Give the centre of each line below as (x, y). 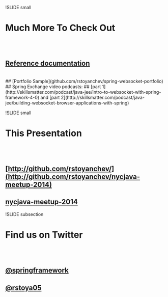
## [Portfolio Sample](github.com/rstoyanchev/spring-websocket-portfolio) (85, 81)
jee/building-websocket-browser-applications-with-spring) (67, 103)
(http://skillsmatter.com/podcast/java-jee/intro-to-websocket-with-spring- (83, 92)
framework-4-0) (22, 97)
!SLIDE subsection (24, 214)
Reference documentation (48, 63)
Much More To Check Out (60, 28)
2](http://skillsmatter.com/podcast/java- (103, 97)
